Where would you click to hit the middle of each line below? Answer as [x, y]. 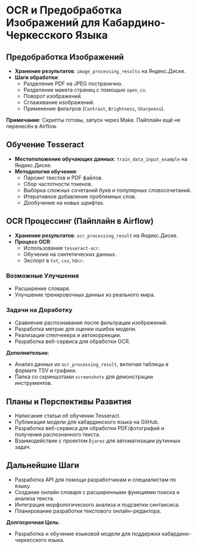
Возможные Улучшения [43, 275]
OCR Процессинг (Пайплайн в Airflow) [80, 221]
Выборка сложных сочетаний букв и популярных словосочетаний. [107, 190]
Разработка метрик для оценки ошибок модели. [76, 329]
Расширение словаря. [42, 288]
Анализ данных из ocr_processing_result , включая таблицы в [91, 364]
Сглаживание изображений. [59, 102]
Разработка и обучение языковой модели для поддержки [87, 534]
